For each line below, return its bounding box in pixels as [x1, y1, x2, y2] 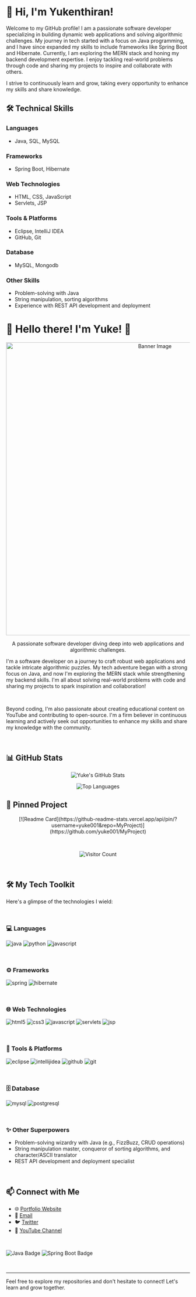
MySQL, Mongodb [14, 261, 59, 268]
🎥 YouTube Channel [14, 1227, 62, 1234]
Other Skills [6, 276, 40, 284]
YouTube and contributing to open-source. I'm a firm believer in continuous [6, 712, 187, 719]
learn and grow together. [6, 1284, 66, 1291]
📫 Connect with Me [6, 1187, 80, 1197]
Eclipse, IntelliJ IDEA [14, 227, 64, 234]
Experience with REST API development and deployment [14, 302, 150, 309]
